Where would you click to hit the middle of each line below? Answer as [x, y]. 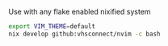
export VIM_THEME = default [52, 27]
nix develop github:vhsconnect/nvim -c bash [84, 34]
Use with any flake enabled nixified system [80, 12]
